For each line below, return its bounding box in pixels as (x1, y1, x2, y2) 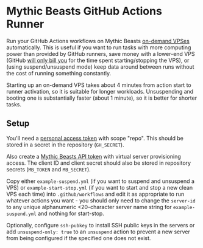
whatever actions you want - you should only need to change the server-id (6, 196, 196, 204)
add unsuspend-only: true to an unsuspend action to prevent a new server (6, 228, 191, 235)
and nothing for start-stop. (37, 210, 105, 217)
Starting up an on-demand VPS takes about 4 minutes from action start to (6, 81, 191, 89)
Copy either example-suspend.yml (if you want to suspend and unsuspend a (6, 177, 195, 185)
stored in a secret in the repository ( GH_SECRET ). (6, 141, 124, 148)
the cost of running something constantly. (6, 69, 112, 77)
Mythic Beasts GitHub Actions (6, 4, 163, 18)
